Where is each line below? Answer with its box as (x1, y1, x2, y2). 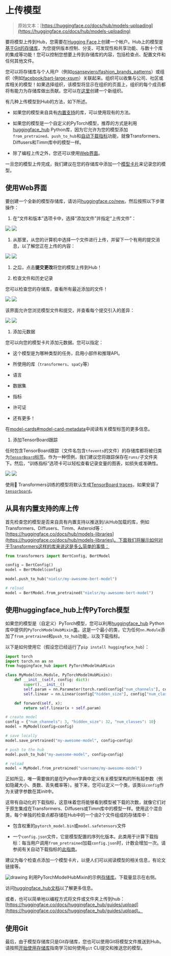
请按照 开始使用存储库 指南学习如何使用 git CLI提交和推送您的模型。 (5, 945, 146, 951)
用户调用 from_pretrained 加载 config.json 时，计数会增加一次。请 (30, 840, 166, 846)
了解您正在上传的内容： (26, 243, 75, 249)
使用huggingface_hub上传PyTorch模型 (5, 606, 130, 614)
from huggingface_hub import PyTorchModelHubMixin (5, 663, 115, 668)
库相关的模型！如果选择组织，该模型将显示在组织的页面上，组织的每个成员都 (5, 81, 166, 87)
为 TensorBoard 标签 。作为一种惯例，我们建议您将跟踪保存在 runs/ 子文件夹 (5, 454, 158, 460)
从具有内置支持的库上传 (5, 504, 79, 513)
